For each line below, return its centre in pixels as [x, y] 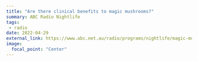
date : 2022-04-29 [27, 33]
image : [14, 44]
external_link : [25, 38]
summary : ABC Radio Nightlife [43, 17]
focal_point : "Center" [39, 49]
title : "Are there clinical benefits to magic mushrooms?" [80, 11]
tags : [13, 22]
